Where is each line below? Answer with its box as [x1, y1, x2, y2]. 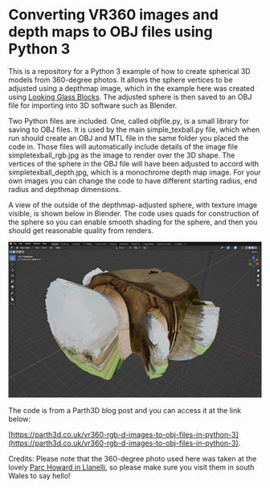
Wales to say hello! [8, 471, 71, 481]
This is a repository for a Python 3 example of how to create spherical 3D [8, 66, 251, 76]
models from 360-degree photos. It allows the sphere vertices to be [8, 75, 233, 84]
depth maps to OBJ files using [8, 23, 213, 41]
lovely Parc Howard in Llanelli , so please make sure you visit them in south [8, 462, 255, 472]
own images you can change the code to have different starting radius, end [8, 175, 257, 186]
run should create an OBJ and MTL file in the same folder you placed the [8, 133, 249, 142]
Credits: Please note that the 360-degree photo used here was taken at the [8, 454, 257, 464]
